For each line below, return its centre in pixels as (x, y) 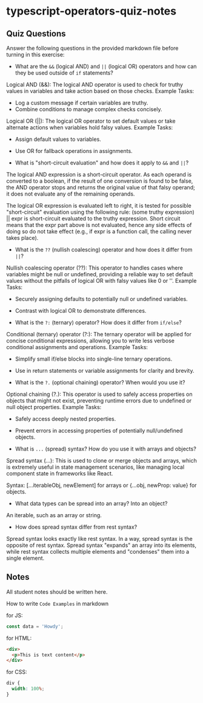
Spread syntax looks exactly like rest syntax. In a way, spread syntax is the (99, 539)
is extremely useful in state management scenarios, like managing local (95, 467)
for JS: (15, 615)
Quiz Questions (36, 34)
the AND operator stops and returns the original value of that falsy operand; (101, 187)
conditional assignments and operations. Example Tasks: (77, 347)
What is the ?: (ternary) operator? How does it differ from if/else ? (98, 322)
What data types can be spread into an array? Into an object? (91, 503)
